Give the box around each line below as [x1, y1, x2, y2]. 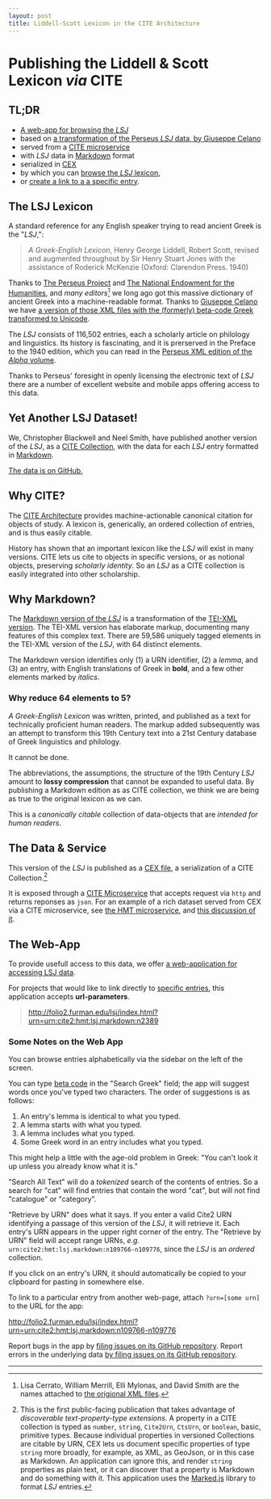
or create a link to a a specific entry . [19, 176, 140, 186]
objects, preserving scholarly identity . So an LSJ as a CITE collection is [8, 561, 245, 570]
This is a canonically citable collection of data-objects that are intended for [8, 809, 258, 819]
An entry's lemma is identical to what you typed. [19, 1111, 181, 1121]
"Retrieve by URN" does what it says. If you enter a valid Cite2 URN [8, 1210, 232, 1220]
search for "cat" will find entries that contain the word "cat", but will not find [8, 1186, 261, 1195]
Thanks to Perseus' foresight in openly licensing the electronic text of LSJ [8, 371, 254, 380]
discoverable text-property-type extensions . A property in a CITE [19, 1413, 237, 1423]
